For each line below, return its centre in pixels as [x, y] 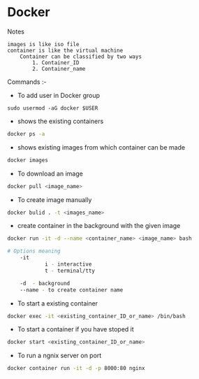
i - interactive [68, 264]
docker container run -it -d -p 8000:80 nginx [76, 369]
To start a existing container [58, 303]
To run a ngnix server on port [59, 356]
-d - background [45, 283]
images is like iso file [43, 44]
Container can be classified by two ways [81, 57]
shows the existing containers [60, 121]
